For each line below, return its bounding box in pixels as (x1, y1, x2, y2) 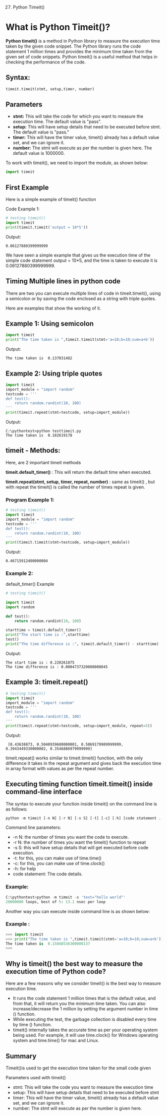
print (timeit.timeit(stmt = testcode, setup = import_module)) (5, 540, 130, 545)
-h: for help (12, 866, 36, 872)
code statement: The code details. (12, 871, 83, 877)
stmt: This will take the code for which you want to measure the (12, 114, 143, 120)
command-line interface (5, 788, 82, 796)
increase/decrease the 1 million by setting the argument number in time (12, 1006, 158, 1012)
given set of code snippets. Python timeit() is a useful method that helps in (5, 54, 158, 60)
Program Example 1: (5, 496, 55, 503)
